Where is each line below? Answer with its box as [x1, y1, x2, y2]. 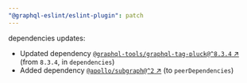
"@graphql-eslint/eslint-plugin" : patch [8, 11, 145, 20]
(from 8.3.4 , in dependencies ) [19, 57, 115, 66]
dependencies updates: [8, 33, 86, 43]
